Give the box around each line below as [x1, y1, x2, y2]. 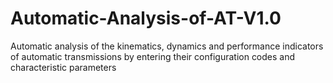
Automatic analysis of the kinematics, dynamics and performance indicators [10, 40, 324, 52]
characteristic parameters [10, 61, 117, 73]
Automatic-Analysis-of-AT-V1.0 [10, 7, 282, 30]
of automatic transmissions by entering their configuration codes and [10, 50, 296, 62]
